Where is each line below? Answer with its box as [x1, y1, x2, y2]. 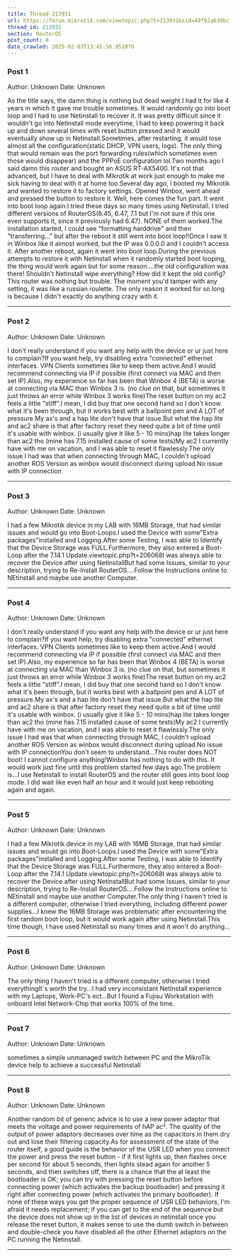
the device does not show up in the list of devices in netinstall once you [7, 1212, 216, 1222]
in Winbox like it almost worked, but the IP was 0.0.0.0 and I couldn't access [7, 239, 229, 248]
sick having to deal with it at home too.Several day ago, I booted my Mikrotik [7, 179, 230, 188]
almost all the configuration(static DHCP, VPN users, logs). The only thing [7, 142, 222, 150]
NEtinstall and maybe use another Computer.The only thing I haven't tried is [7, 892, 228, 901]
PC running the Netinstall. [7, 1235, 83, 1244]
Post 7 [7, 1023, 30, 1033]
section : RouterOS [7, 30, 62, 38]
